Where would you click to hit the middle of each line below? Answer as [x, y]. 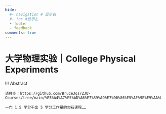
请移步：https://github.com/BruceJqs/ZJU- [48, 93]
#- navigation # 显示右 [33, 14]
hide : [11, 10]
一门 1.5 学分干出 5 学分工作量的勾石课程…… [46, 107]
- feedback [21, 28]
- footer [19, 24]
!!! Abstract [16, 83]
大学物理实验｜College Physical [70, 59]
